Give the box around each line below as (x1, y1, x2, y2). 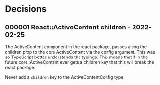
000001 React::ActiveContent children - (5, 23, 131, 31)
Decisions (5, 3, 47, 15)
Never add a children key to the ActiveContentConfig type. (5, 74, 125, 80)
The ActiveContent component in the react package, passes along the (5, 44, 147, 50)
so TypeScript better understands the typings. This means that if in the (5, 54, 148, 60)
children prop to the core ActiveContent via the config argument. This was (5, 49, 156, 55)
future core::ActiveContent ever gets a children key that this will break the (5, 59, 154, 65)
